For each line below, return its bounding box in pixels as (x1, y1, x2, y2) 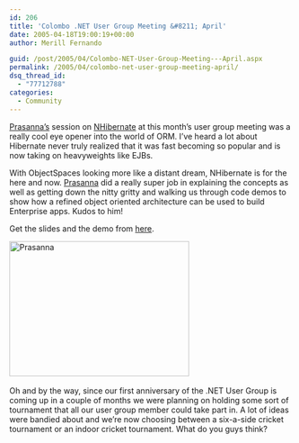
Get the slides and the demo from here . (9, 222, 154, 234)
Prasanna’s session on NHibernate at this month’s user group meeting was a (9, 121, 291, 131)
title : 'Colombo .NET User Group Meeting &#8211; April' (9, 22, 227, 31)
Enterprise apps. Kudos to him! (9, 205, 124, 216)
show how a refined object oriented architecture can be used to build (9, 195, 265, 207)
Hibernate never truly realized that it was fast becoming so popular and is (9, 140, 281, 151)
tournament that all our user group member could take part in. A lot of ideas (9, 404, 289, 415)
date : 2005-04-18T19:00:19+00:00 (9, 30, 135, 39)
